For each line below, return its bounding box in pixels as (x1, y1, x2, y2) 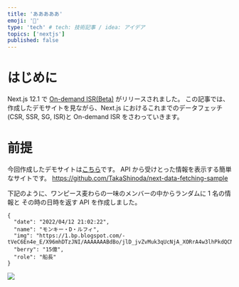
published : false (7, 37, 59, 44)
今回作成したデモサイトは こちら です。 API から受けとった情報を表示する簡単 (7, 165, 233, 173)
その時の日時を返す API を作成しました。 (21, 198, 142, 207)
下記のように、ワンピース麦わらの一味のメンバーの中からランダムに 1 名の (7, 189, 225, 197)
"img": (14, 232, 33, 239)
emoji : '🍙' (7, 17, 40, 24)
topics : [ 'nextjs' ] (7, 30, 65, 38)
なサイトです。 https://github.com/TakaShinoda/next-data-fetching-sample (7, 174, 228, 182)
